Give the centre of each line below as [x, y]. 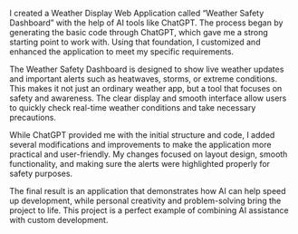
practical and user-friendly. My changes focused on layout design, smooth [149, 154]
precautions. [33, 117]
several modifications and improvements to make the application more [140, 145]
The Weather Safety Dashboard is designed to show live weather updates [147, 69]
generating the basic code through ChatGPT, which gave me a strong [139, 32]
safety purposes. [41, 173]
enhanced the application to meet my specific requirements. [121, 52]
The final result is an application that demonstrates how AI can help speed [148, 191]
